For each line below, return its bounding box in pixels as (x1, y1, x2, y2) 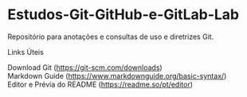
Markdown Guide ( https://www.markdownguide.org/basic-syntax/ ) (7, 71, 227, 80)
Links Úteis (7, 47, 45, 56)
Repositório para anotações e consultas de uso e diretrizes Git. (7, 32, 214, 41)
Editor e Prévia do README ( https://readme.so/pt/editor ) (7, 80, 193, 89)
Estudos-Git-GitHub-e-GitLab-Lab (7, 6, 240, 24)
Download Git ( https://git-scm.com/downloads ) (7, 62, 163, 72)
